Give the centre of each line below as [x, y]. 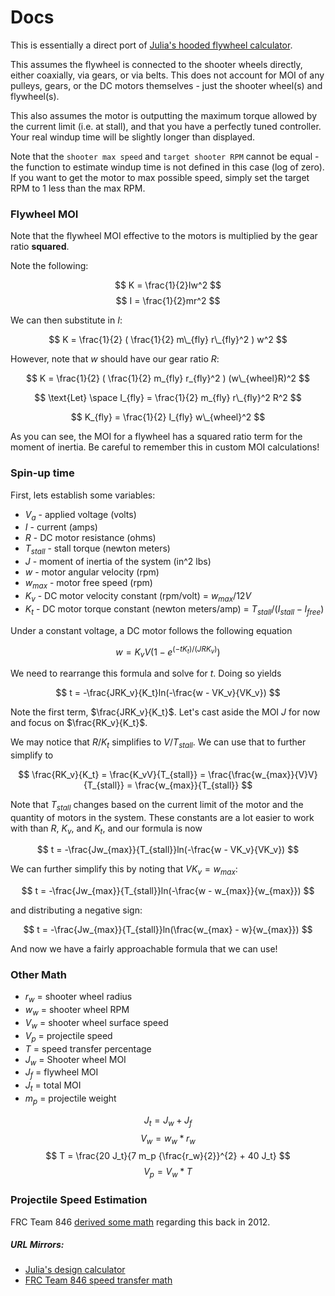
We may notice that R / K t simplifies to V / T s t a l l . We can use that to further [158, 743]
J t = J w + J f [168, 1121]
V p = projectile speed [68, 1036]
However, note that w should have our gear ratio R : [115, 359]
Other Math [39, 975]
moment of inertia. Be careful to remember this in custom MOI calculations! [165, 447]
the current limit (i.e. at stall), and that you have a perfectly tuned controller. [166, 126]
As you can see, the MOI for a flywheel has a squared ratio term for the [156, 437]
